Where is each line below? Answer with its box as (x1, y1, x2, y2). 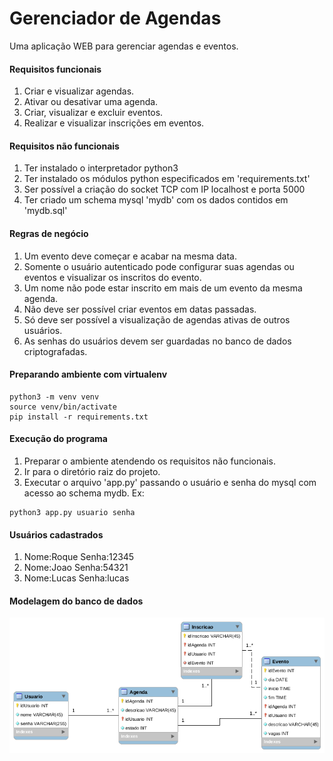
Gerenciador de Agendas (9, 7, 222, 30)
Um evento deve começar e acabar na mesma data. (23, 250, 237, 262)
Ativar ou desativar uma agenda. (23, 96, 159, 108)
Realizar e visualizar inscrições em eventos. (23, 117, 205, 129)
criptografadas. (23, 345, 88, 357)
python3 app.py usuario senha (9, 507, 136, 517)
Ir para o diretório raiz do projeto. (23, 465, 161, 477)
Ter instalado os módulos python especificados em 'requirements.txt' (23, 173, 311, 185)
